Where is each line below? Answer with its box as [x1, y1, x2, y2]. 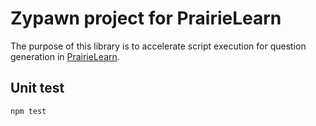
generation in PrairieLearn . [10, 50, 120, 62]
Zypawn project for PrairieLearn [10, 7, 282, 30]
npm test [10, 106, 47, 116]
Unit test [10, 80, 65, 97]
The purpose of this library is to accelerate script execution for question [10, 40, 307, 52]
